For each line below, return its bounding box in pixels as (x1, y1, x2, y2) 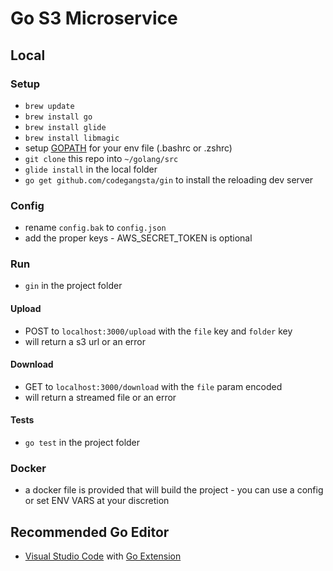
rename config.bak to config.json (24, 222, 167, 234)
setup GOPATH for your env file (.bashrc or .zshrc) (24, 142, 233, 154)
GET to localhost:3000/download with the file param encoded (24, 380, 283, 392)
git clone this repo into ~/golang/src (24, 152, 179, 164)
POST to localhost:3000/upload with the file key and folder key (24, 325, 293, 337)
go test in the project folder (24, 437, 141, 449)
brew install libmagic (24, 133, 120, 143)
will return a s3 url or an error (24, 335, 147, 347)
